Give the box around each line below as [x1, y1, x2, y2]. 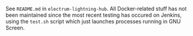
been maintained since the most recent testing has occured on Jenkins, [5, 11, 182, 19]
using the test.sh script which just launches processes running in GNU [5, 18, 181, 25]
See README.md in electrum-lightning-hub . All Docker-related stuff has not [5, 5, 187, 12]
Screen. [5, 24, 25, 31]
